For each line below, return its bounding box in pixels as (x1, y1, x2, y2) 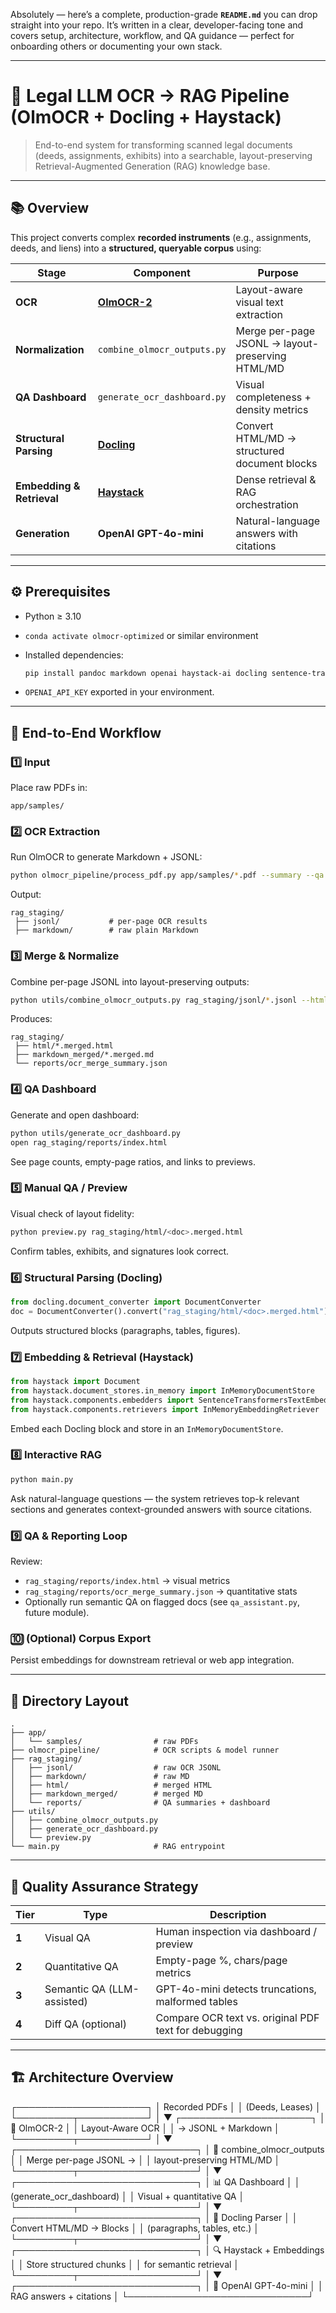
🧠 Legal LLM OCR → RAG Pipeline (10, 85, 290, 108)
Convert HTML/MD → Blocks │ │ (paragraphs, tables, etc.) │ (10, 2222, 260, 2234)
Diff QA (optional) (44, 2017, 127, 2031)
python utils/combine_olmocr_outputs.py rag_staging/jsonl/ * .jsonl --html (10, 995, 329, 1005)
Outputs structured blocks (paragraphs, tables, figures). (10, 1324, 241, 1336)
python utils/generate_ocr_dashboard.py (10, 1128, 182, 1138)
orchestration (235, 497, 299, 511)
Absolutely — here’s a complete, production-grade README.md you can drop (10, 9, 318, 20)
